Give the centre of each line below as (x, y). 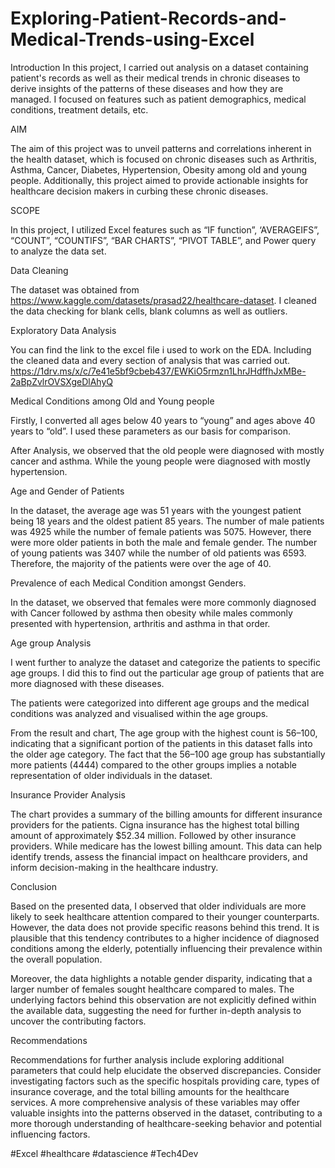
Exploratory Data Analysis (63, 330)
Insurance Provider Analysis (68, 794)
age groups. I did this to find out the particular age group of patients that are (167, 673)
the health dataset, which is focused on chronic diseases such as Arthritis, (163, 159)
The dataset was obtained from (75, 289)
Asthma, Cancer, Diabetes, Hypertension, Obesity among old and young (159, 169)
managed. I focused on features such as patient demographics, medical (158, 99)
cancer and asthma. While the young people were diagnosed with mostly (160, 461)
